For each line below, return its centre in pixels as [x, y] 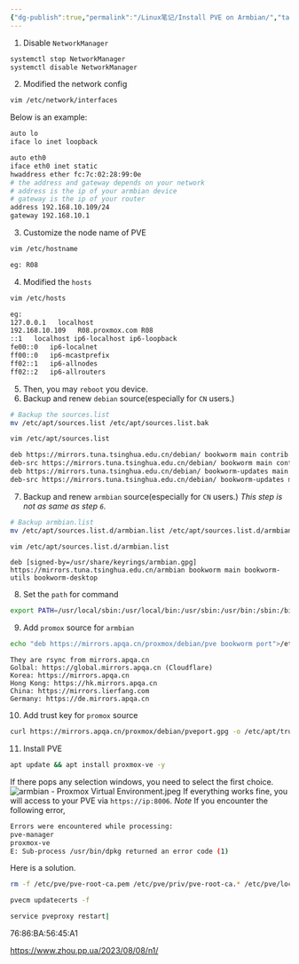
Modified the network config [75, 84]
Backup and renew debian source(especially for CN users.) [129, 398]
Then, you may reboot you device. [86, 389]
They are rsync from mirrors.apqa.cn [80, 660]
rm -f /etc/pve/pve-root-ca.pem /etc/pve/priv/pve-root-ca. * [126, 884]
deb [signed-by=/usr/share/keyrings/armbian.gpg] [104, 563]
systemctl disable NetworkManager [74, 67]
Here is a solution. [43, 868]
